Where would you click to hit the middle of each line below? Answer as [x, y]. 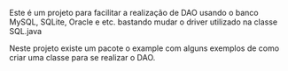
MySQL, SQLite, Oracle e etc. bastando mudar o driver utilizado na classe [144, 22]
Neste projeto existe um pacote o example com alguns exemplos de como [144, 48]
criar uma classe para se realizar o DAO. [82, 57]
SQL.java [26, 31]
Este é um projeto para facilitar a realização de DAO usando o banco [134, 13]
